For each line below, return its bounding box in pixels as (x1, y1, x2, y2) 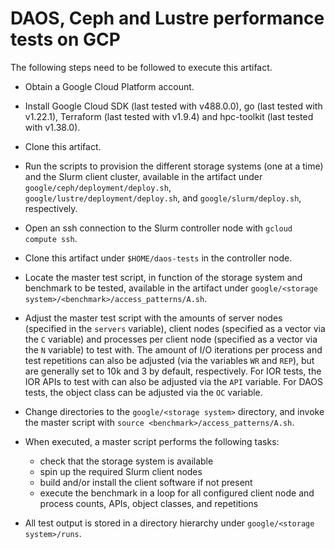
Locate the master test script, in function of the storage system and (24, 271, 303, 283)
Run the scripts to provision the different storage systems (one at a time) (24, 160, 324, 172)
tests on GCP (10, 28, 121, 51)
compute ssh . (24, 232, 78, 244)
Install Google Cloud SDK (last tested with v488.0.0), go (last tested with (24, 100, 323, 112)
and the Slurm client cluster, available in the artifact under (24, 170, 263, 182)
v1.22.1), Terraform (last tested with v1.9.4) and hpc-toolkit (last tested (24, 110, 314, 122)
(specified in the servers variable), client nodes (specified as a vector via (24, 322, 326, 334)
